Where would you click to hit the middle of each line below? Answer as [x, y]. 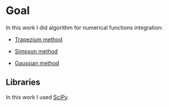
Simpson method [36, 51]
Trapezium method [38, 39]
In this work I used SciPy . [37, 97]
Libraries [23, 82]
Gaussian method [37, 63]
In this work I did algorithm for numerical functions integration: [85, 28]
